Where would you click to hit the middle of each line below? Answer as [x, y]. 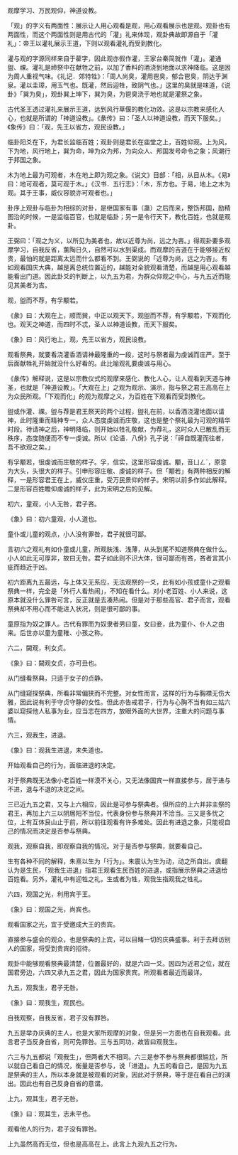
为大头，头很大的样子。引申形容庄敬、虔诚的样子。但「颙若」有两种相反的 [116, 471]
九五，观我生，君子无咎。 [45, 988]
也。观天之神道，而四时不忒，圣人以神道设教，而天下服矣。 [94, 324]
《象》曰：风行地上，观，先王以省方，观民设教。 [79, 339]
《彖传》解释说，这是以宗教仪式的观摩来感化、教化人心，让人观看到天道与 [116, 378]
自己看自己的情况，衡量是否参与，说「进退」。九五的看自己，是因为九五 [124, 1066]
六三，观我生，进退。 [38, 735]
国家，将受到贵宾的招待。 [57, 948]
